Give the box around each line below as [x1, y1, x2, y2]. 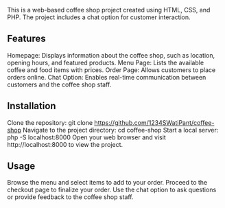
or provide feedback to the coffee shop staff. [7, 193, 134, 201]
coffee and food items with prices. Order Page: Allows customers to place [7, 65, 216, 74]
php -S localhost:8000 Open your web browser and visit [7, 133, 166, 141]
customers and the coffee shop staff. [7, 80, 112, 89]
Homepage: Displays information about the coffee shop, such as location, [7, 51, 215, 59]
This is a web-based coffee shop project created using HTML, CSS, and [7, 6, 211, 14]
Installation [7, 100, 56, 112]
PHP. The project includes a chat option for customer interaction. [7, 13, 191, 21]
